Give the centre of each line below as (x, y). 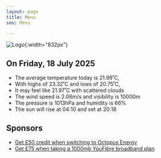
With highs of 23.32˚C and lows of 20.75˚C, (67, 84)
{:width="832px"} (46, 45)
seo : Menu (18, 23)
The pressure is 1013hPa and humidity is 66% (70, 103)
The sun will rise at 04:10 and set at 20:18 (66, 109)
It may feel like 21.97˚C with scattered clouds (70, 90)
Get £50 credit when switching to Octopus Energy (76, 142)
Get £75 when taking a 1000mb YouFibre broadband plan (85, 148)
